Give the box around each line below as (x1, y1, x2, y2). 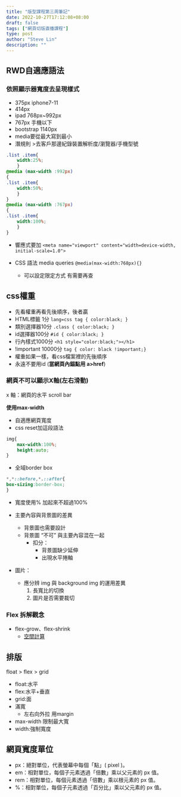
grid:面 (14, 696, 32, 703)
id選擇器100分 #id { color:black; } (14, 330, 104, 337)
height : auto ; (17, 447, 49, 453)
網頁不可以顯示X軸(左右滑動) (6, 377, 89, 385)
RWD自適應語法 (6, 66, 64, 76)
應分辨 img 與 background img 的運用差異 (23, 579, 126, 586)
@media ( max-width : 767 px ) (6, 202, 73, 208)
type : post (6, 31, 33, 37)
